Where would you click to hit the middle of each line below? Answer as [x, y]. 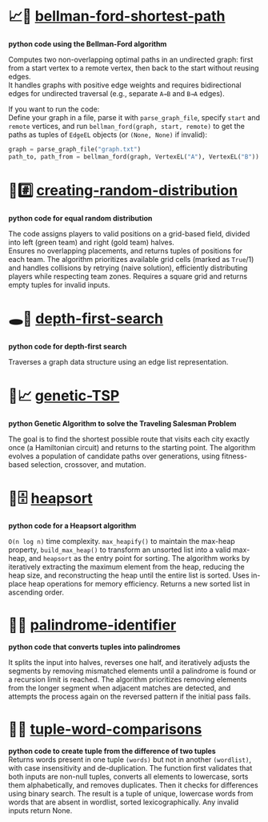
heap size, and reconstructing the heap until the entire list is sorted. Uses [129, 575]
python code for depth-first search [68, 346]
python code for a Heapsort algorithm [72, 526]
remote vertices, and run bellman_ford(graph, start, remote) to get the [127, 126]
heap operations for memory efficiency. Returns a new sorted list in [139, 584]
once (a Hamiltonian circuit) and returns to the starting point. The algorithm [132, 447]
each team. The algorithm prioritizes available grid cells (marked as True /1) [131, 259]
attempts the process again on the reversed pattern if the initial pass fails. [130, 697]
